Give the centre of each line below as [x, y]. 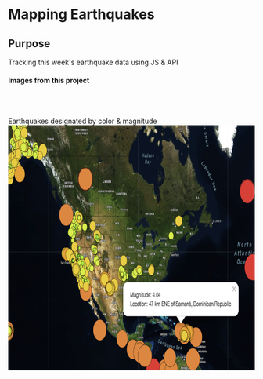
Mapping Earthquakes [81, 15]
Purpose [29, 44]
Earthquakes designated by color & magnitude [83, 121]
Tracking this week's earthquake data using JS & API [93, 62]
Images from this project [49, 80]
